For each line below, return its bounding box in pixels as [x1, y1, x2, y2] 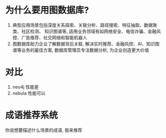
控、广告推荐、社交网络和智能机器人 [12, 34, 87, 40]
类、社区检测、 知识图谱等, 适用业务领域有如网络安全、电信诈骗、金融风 [12, 28, 161, 34]
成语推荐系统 [5, 109, 58, 121]
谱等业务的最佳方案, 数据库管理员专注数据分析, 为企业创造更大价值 [12, 47, 149, 53]
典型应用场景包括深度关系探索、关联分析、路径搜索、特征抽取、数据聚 [12, 22, 157, 28]
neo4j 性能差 [12, 83, 39, 90]
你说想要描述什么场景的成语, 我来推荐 [5, 127, 82, 133]
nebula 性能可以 [12, 90, 46, 96]
